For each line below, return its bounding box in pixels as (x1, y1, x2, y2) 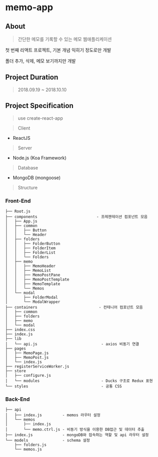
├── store (5, 368, 27, 374)
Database (17, 164, 38, 170)
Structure (17, 184, 38, 190)
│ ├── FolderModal (5, 295, 58, 300)
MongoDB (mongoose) (12, 175, 61, 181)
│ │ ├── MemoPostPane (5, 272, 60, 277)
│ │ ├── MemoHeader (5, 263, 56, 269)
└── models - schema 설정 (5, 438, 90, 443)
